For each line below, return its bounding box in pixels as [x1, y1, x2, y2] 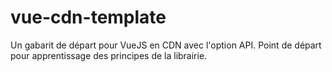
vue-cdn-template [10, 6, 167, 29]
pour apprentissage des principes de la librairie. [10, 49, 208, 61]
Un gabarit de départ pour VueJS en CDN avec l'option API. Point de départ [10, 39, 322, 51]
